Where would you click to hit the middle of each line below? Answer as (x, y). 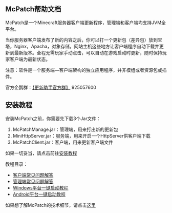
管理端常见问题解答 (33, 181)
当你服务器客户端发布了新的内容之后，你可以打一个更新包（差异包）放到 (81, 40)
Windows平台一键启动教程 (40, 188)
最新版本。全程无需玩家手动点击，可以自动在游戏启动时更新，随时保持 (88, 52)
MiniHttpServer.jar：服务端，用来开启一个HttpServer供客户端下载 (82, 135)
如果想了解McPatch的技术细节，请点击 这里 (51, 205)
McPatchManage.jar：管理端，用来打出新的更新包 (65, 129)
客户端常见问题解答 (33, 175)
